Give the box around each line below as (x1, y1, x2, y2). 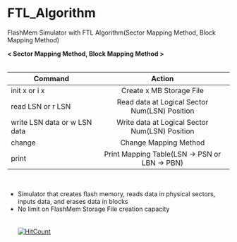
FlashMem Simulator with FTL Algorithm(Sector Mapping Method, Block (7, 28, 217, 37)
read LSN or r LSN (11, 101, 71, 111)
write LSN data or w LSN (11, 117, 92, 127)
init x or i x (11, 85, 45, 95)
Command (33, 73, 69, 83)
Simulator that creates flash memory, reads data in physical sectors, (17, 189, 216, 198)
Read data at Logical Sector (116, 97, 209, 107)
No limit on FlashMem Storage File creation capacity (17, 205, 170, 213)
